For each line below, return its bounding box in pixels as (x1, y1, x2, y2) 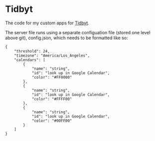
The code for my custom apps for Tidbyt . (5, 20, 89, 26)
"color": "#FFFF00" (31, 96, 72, 101)
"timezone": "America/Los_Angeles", (14, 53, 90, 58)
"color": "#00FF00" (31, 118, 72, 123)
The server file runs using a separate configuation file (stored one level (5, 29, 151, 35)
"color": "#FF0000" (31, 74, 72, 80)
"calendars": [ (14, 57, 46, 63)
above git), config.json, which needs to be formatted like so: (5, 35, 128, 41)
